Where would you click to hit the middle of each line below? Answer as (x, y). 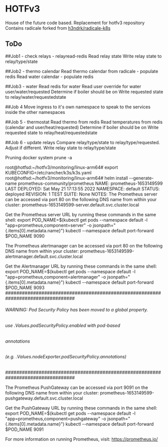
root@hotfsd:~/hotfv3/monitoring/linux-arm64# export (62, 167)
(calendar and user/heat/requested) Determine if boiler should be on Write (82, 127)
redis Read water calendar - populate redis (49, 77)
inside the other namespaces (35, 112)
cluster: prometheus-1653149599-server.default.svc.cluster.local (72, 205)
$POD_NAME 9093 (25, 287)
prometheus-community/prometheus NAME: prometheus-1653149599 (90, 183)
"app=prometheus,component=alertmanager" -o (56, 277)
